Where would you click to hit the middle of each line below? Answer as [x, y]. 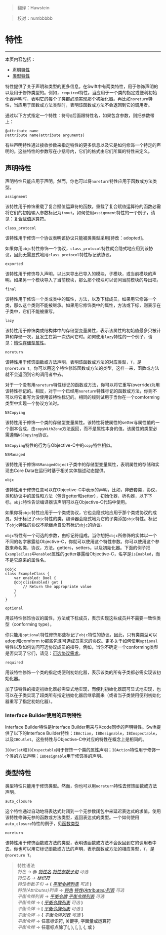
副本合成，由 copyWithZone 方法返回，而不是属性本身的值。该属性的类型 [81, 429]
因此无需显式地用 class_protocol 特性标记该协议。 [64, 254]
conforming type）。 [34, 624]
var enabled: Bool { [35, 578]
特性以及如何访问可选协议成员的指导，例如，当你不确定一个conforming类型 [82, 647]
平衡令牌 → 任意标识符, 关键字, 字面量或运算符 [64, 921]
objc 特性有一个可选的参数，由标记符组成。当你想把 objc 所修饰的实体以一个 [81, 535]
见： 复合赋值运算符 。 [27, 219]
